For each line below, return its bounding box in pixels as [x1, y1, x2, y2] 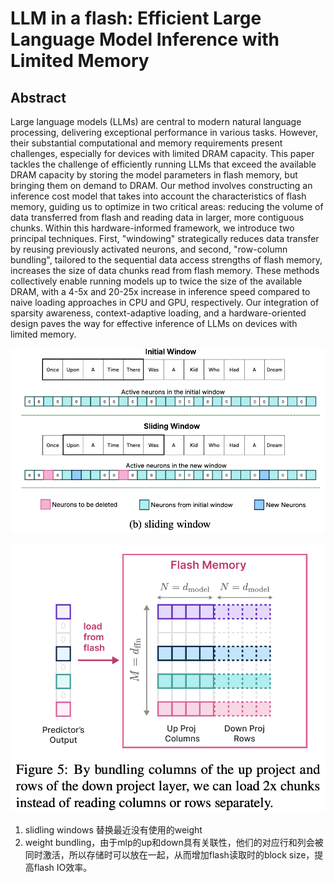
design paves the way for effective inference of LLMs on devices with [10, 318, 298, 329]
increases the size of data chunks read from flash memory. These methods [10, 265, 320, 276]
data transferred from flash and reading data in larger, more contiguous [10, 212, 305, 223]
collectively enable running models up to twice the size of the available [10, 275, 303, 287]
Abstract [10, 89, 67, 106]
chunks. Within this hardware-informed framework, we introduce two [10, 222, 295, 234]
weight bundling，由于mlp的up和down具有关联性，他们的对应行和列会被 [24, 837, 324, 849]
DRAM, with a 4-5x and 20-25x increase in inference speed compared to [10, 286, 311, 297]
